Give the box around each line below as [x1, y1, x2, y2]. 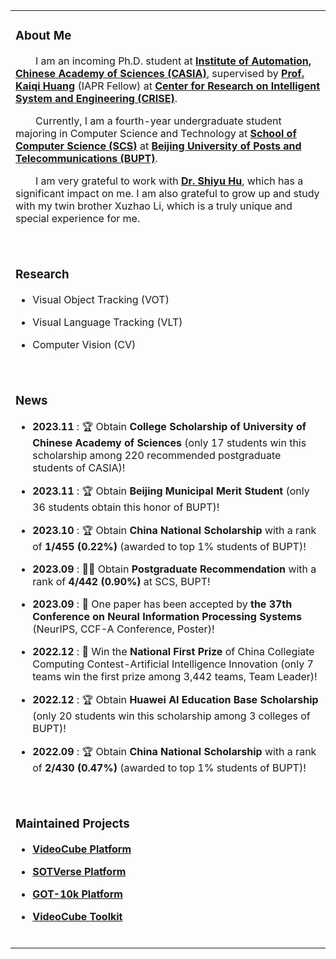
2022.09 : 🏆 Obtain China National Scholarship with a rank [32, 744, 317, 758]
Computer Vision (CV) [32, 337, 137, 351]
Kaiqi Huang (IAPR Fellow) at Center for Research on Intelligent [15, 79, 320, 93]
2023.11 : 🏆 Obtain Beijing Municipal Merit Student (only [32, 484, 310, 498]
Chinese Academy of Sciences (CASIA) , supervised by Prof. [15, 66, 305, 80]
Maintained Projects [15, 815, 130, 831]
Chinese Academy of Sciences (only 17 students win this [32, 435, 307, 449]
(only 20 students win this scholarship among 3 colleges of [32, 709, 311, 723]
